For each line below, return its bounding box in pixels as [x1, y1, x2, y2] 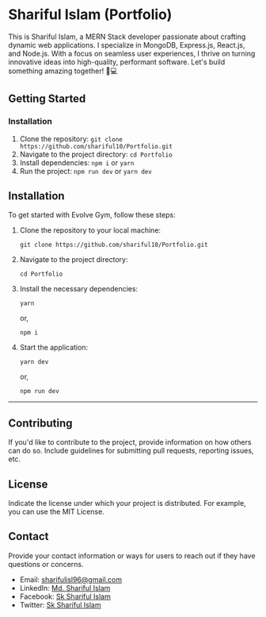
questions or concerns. [8, 559, 84, 569]
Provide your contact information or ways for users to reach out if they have [8, 550, 256, 561]
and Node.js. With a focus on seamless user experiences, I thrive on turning [8, 48, 256, 58]
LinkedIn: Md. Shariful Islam [19, 583, 111, 592]
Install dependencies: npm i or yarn [19, 157, 135, 168]
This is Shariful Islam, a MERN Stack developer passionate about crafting [8, 32, 246, 41]
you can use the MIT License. [8, 507, 104, 517]
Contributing [8, 416, 73, 430]
